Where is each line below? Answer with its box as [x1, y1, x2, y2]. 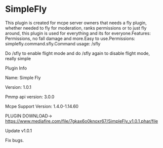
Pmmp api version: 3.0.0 [5, 94, 55, 100]
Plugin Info [5, 65, 27, 71]
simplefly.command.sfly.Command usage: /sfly [5, 40, 101, 46]
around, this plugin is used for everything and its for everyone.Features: [5, 30, 151, 36]
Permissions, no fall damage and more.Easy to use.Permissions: [5, 36, 135, 41]
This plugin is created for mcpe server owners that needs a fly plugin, [5, 20, 147, 26]
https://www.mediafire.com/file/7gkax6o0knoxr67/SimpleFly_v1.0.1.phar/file [5, 118, 158, 124]
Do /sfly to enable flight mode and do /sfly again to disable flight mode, [5, 50, 150, 56]
